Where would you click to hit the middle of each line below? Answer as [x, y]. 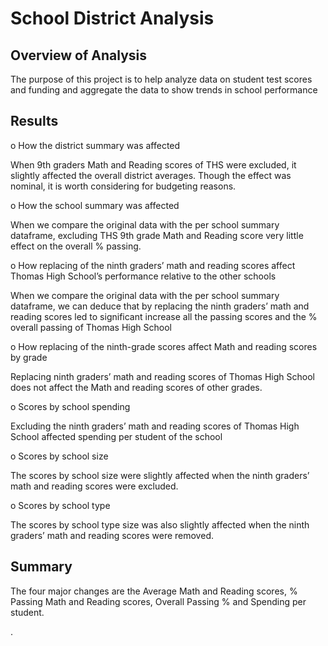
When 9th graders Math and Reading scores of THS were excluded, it [153, 164]
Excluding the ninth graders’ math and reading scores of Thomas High [155, 426]
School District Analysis [112, 18]
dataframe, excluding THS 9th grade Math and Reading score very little [157, 235]
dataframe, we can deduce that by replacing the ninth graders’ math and [160, 306]
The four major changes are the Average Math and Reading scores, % [154, 591]
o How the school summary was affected [95, 205]
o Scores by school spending [70, 406]
